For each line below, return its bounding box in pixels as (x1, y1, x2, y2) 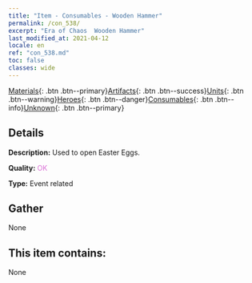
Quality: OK (8, 163, 48, 172)
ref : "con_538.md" (8, 49, 70, 57)
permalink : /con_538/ (8, 19, 81, 27)
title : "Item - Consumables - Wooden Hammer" (8, 11, 162, 20)
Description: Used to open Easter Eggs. (8, 148, 140, 157)
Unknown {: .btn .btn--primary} (23, 103, 125, 112)
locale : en (8, 42, 45, 50)
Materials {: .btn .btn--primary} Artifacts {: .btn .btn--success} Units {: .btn (8, 86, 244, 95)
